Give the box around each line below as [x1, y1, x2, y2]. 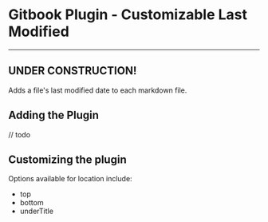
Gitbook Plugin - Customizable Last [8, 6, 248, 24]
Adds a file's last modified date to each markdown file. [8, 85, 187, 95]
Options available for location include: [8, 174, 133, 184]
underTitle [19, 206, 54, 216]
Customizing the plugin [8, 153, 127, 166]
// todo [8, 129, 30, 139]
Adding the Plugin [8, 109, 100, 122]
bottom [19, 198, 44, 208]
